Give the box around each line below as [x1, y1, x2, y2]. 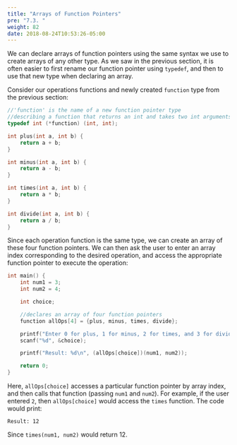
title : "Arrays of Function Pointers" [7, 10, 121, 18]
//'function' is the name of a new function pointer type [7, 107, 181, 114]
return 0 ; [20, 362, 49, 369]
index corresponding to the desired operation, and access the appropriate [7, 251, 222, 260]
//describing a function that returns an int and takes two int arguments [7, 114, 232, 121]
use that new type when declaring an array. [7, 72, 134, 81]
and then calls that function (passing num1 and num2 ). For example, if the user [7, 389, 229, 398]
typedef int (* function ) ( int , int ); [7, 120, 119, 127]
